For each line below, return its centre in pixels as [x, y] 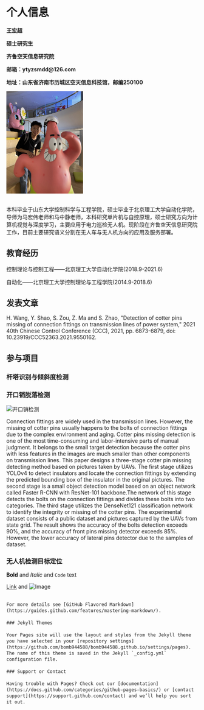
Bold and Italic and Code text [42, 575]
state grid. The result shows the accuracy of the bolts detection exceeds [97, 525]
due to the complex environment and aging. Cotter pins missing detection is [101, 434]
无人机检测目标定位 [34, 561]
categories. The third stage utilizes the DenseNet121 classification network [100, 505]
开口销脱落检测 [28, 395]
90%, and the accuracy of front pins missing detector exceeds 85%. [92, 531]
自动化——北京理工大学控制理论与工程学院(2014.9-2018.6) [80, 282]
